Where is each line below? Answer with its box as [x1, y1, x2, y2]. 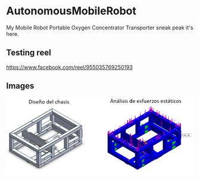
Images [6, 81, 35, 91]
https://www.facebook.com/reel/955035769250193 [6, 63, 133, 71]
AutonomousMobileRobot [6, 4, 136, 18]
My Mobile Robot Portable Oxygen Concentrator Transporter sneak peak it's [6, 24, 194, 31]
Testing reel [6, 48, 52, 58]
